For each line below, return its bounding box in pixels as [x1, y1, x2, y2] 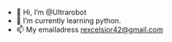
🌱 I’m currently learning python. [15, 16, 121, 25]
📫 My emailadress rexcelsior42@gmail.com [15, 25, 164, 34]
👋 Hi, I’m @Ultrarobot [15, 8, 87, 17]
